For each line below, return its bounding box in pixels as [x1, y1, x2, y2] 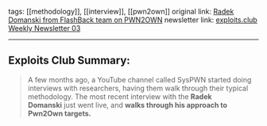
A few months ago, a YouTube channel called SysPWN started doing [27, 74, 252, 84]
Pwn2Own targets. [27, 109, 91, 118]
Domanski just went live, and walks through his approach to [27, 100, 228, 109]
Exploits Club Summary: [8, 54, 131, 67]
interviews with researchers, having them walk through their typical [27, 83, 249, 93]
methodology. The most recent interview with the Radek [27, 91, 212, 101]
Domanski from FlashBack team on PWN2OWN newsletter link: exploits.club [8, 15, 258, 25]
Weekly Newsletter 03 [8, 24, 81, 32]
